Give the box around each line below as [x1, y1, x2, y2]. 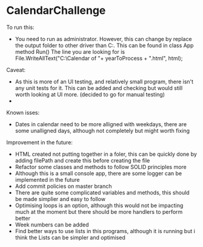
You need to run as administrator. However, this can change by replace [15, 35, 192, 42]
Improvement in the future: [6, 138, 73, 146]
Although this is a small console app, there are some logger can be [15, 170, 182, 177]
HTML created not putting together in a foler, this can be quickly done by [15, 150, 197, 158]
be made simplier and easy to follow [15, 195, 106, 202]
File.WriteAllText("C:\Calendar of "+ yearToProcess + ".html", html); [15, 54, 183, 62]
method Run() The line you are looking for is [15, 48, 125, 55]
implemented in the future [15, 176, 80, 183]
